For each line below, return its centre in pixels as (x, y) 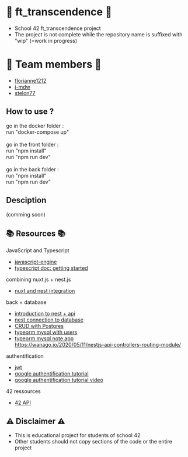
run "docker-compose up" (38, 132)
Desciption (26, 200)
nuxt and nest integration (45, 291)
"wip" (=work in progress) (46, 40)
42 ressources (23, 391)
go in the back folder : (33, 169)
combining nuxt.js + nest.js (39, 280)
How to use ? (30, 112)
